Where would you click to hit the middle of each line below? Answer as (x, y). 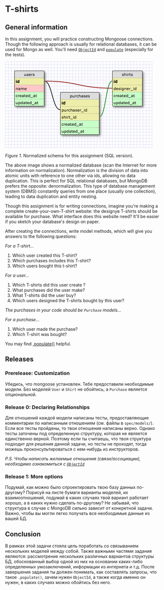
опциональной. (21, 394)
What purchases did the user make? (48, 290)
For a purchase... (23, 320)
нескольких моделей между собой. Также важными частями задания (78, 551)
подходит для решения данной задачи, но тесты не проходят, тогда (76, 444)
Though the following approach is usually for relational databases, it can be (81, 44)
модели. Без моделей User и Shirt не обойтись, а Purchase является (76, 389)
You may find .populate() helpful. (38, 344)
